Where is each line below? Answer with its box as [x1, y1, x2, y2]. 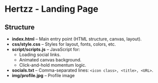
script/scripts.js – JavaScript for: [11, 47, 80, 52]
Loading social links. [19, 52, 61, 57]
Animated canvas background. [19, 57, 82, 62]
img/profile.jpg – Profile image [11, 73, 75, 78]
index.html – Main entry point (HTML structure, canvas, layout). [11, 36, 142, 42]
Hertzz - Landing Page [4, 3, 99, 15]
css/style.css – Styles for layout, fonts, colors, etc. [11, 41, 117, 47]
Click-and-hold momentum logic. [19, 62, 87, 68]
